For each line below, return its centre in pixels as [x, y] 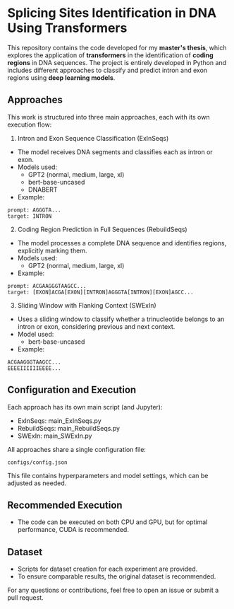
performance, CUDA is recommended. [73, 530]
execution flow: [30, 124]
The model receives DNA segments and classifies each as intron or [115, 152]
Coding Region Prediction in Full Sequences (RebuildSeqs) [103, 229]
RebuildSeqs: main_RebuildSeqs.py [69, 428]
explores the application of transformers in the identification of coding [110, 55]
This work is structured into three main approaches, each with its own [109, 117]
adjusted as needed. [37, 483]
